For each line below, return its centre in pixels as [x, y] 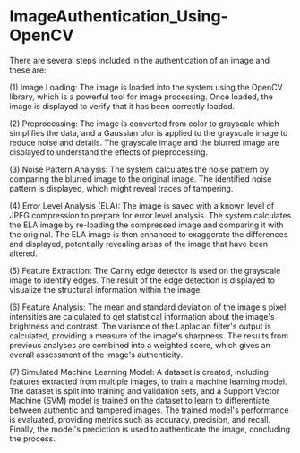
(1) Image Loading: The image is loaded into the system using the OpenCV [146, 87]
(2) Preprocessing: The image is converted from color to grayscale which [144, 124]
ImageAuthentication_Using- [119, 17]
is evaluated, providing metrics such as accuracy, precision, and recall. [140, 419]
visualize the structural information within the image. [106, 289]
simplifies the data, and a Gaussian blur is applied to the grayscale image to [149, 132]
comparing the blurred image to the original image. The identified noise [141, 179]
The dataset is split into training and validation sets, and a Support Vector [145, 390]
